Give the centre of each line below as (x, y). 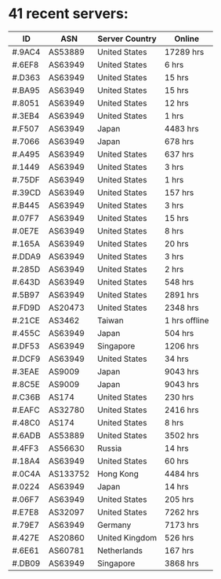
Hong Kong (118, 474)
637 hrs (179, 154)
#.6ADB (26, 435)
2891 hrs (181, 294)
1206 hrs (181, 345)
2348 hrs (181, 308)
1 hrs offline (187, 320)
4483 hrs (181, 128)
